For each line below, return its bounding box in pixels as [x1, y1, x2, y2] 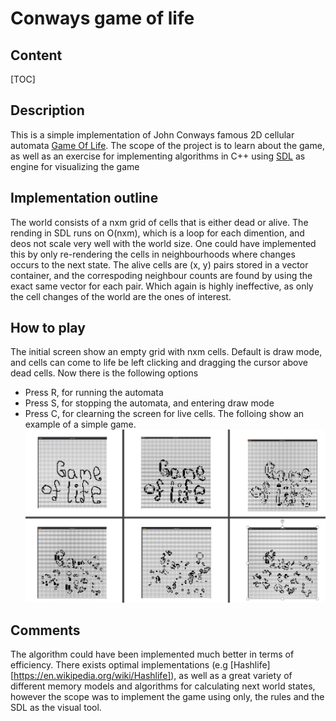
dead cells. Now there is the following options [10, 367, 199, 379]
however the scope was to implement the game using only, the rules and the [10, 691, 325, 703]
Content [10, 47, 63, 64]
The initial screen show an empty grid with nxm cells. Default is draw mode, [10, 346, 323, 358]
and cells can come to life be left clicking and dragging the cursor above [10, 357, 308, 369]
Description [10, 102, 85, 119]
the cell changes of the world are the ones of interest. [10, 290, 232, 302]
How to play [10, 320, 86, 337]
